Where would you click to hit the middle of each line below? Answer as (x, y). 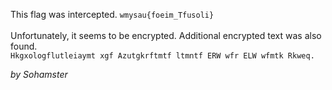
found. (24, 46)
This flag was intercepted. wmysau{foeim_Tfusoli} (112, 14)
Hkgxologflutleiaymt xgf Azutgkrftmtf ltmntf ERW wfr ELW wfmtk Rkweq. (162, 56)
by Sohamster (39, 74)
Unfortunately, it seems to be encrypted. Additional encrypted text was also (166, 35)
